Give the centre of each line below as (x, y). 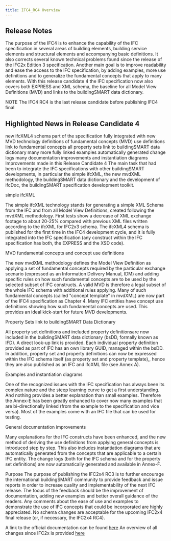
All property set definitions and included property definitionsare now (77, 332)
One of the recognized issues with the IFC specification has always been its (85, 385)
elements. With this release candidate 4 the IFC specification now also (79, 81)
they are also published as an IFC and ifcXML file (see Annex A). (73, 365)
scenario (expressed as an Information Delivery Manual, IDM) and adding (82, 274)
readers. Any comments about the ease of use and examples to (72, 502)
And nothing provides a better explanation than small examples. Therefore (83, 395)
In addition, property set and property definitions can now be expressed (81, 354)
